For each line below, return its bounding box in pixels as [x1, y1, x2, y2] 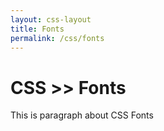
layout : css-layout [10, 14, 92, 25]
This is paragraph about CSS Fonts [10, 109, 154, 121]
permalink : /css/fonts [10, 33, 105, 43]
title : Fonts [10, 24, 65, 34]
